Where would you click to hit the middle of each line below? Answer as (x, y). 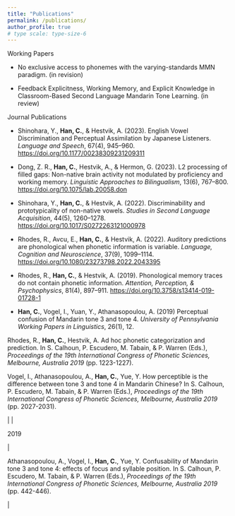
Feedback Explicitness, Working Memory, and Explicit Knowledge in (116, 88)
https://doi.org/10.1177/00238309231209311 (81, 153)
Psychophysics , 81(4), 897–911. (63, 291)
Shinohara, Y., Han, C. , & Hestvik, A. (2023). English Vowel (103, 131)
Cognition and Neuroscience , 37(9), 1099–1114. (86, 254)
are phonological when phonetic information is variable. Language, (115, 247)
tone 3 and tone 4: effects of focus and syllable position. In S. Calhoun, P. (114, 469)
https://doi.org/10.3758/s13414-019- (162, 291)
